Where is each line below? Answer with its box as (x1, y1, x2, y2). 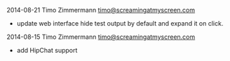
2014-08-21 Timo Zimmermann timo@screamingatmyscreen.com (6, 6, 196, 14)
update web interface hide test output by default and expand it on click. (16, 19, 224, 27)
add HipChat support (16, 46, 78, 54)
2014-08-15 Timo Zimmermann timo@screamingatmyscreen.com (6, 33, 196, 41)
